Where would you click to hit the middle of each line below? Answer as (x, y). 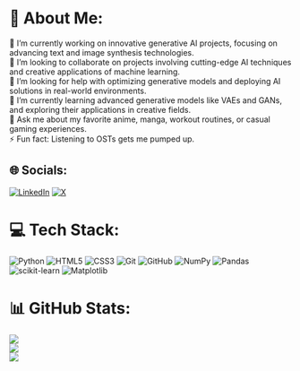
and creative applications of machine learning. (95, 72)
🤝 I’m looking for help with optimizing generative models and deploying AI (145, 81)
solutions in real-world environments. (78, 91)
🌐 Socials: (39, 171)
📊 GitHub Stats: (70, 308)
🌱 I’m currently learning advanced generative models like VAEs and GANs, (146, 100)
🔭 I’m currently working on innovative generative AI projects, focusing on (143, 43)
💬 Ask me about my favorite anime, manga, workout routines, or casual (140, 119)
